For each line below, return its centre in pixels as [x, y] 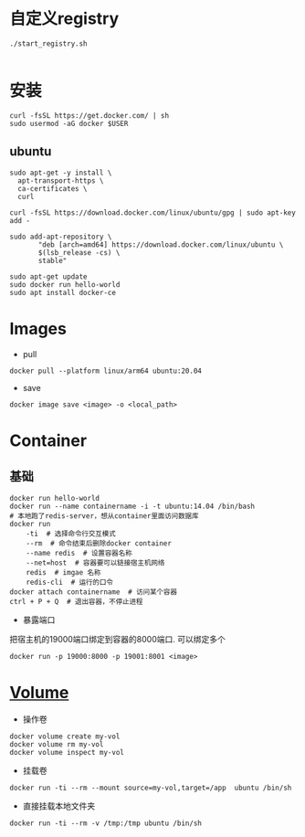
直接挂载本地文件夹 [59, 806]
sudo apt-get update [49, 276]
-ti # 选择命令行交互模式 [71, 534]
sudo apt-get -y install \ [61, 173]
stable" [53, 260]
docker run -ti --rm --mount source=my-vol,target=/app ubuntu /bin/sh [151, 788]
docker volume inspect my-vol [67, 752]
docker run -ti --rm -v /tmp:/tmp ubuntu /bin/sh [106, 823]
